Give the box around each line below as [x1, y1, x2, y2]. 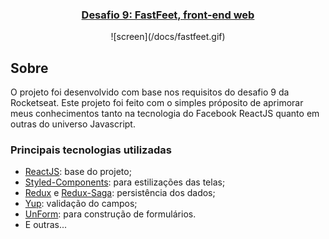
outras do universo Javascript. [10, 118, 136, 130]
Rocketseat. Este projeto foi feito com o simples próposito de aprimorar [10, 97, 304, 109]
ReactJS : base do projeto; [24, 166, 132, 178]
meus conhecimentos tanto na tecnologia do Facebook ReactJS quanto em [10, 108, 320, 120]
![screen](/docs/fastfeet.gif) [110, 31, 226, 43]
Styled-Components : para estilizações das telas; [24, 176, 226, 188]
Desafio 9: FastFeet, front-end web [81, 8, 255, 22]
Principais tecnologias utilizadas [10, 143, 172, 157]
